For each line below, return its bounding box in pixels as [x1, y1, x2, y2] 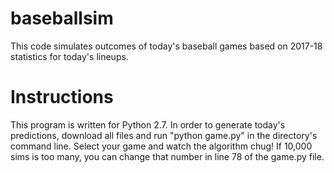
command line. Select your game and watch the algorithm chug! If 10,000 [10, 140, 313, 152]
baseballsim [10, 7, 114, 30]
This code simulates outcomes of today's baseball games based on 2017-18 [10, 40, 323, 52]
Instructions [10, 86, 114, 109]
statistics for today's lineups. [10, 50, 129, 62]
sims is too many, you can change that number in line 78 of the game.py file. [10, 150, 325, 162]
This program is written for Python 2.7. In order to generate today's [10, 118, 286, 131]
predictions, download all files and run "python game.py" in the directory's [10, 129, 318, 141]
